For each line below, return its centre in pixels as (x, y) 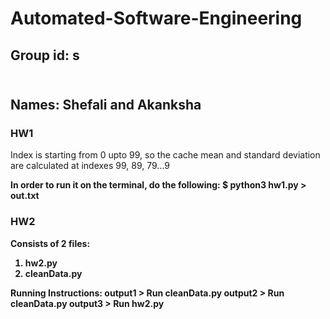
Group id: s (45, 55)
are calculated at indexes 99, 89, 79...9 (90, 166)
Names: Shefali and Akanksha (106, 104)
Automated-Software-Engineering (156, 18)
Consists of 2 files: (50, 243)
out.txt (25, 196)
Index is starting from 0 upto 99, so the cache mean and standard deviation (165, 155)
